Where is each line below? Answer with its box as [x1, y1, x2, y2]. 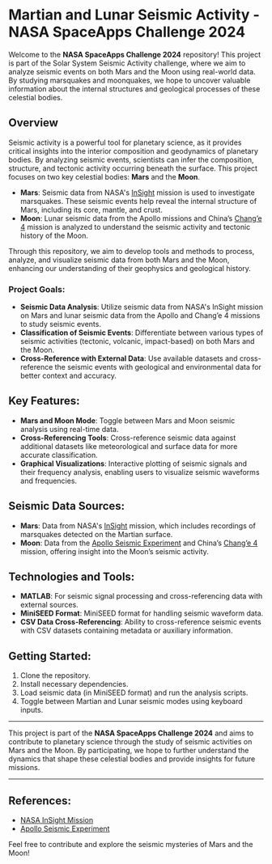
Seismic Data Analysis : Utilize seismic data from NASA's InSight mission [19, 302, 264, 312]
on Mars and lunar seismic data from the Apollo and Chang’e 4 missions [19, 311, 261, 320]
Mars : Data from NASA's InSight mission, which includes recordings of [19, 520, 257, 531]
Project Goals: [8, 283, 66, 294]
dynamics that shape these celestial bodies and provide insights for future [8, 754, 256, 764]
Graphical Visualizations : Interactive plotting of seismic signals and [19, 459, 248, 468]
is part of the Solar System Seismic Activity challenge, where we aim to [8, 58, 246, 68]
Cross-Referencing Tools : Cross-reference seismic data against [19, 433, 236, 443]
